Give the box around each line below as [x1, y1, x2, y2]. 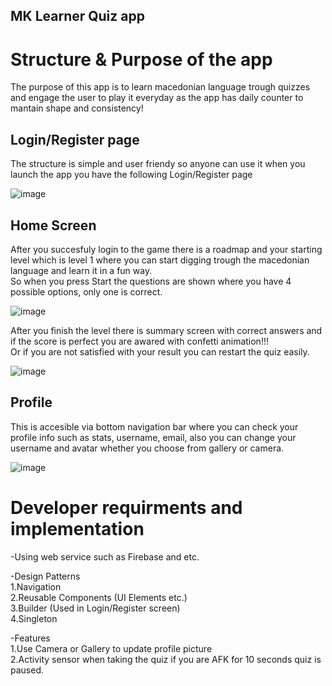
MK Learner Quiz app [10, 8, 145, 25]
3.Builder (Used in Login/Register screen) [10, 602, 181, 614]
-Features [10, 632, 51, 644]
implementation [10, 517, 145, 540]
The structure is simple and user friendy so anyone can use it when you [10, 158, 306, 170]
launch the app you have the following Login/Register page [10, 169, 253, 181]
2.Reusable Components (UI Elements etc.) [10, 591, 188, 603]
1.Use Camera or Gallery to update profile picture [10, 642, 213, 654]
